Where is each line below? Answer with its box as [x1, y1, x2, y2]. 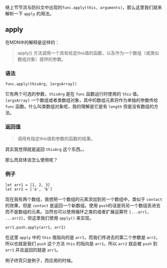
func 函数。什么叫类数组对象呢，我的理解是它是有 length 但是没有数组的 [5, 103, 154, 109]
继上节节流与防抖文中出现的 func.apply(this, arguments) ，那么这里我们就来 [5, 4, 162, 10]
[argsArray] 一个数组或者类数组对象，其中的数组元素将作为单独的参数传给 [5, 97, 158, 103]
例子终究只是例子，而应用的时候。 [5, 257, 75, 263]
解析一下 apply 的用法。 [5, 10, 54, 16]
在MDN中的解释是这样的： [5, 39, 60, 45]
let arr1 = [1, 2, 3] [5, 182, 50, 187]
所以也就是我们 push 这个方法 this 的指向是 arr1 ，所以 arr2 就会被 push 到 [5, 240, 157, 246]
